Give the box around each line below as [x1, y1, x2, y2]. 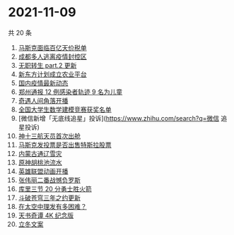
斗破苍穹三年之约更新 [18, 193, 81, 202]
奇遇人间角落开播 [18, 96, 69, 104]
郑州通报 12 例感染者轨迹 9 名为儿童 [18, 88, 123, 96]
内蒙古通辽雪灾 [18, 149, 62, 157]
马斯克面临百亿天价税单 [18, 43, 87, 52]
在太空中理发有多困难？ [18, 202, 87, 210]
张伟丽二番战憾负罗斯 [18, 176, 81, 184]
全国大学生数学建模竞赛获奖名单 [18, 105, 112, 114]
